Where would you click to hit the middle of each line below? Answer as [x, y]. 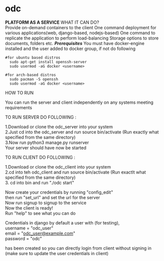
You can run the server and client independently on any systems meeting [79, 102]
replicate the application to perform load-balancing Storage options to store [82, 38]
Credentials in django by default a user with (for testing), [62, 222]
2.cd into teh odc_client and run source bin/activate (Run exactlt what [76, 172]
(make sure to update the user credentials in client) [57, 253]
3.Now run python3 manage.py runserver [47, 142]
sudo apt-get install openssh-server [48, 62]
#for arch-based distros [31, 75]
